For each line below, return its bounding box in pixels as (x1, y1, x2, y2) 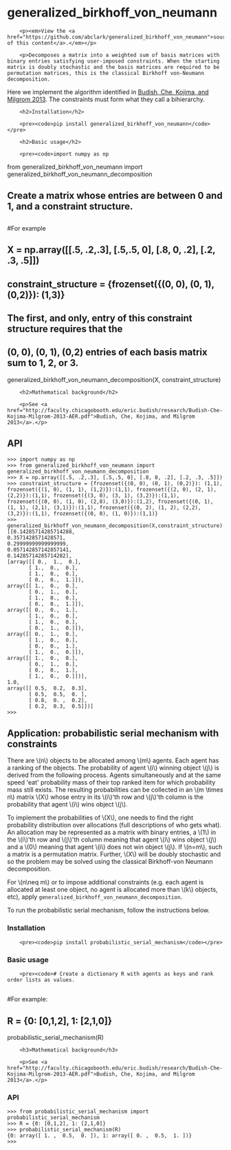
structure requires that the (7, 323, 123, 334)
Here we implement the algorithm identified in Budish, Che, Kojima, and (7, 87, 209, 96)
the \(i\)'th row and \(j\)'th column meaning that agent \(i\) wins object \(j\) (7, 835, 217, 844)
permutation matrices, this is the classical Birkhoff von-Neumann (7, 70, 205, 76)
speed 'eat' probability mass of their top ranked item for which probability (7, 778, 216, 787)
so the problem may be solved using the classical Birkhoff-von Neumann (7, 858, 213, 866)
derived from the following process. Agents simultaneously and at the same (7, 771, 221, 779)
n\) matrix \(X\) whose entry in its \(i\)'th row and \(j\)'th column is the (7, 793, 204, 801)
